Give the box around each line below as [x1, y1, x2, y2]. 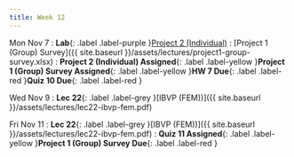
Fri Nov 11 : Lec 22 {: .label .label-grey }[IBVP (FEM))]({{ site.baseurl [9, 119, 256, 130]
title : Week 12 [9, 12, 66, 22]
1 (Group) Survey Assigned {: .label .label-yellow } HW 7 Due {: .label [9, 66, 257, 76]
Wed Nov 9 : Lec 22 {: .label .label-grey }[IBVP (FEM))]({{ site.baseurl [9, 92, 261, 103]
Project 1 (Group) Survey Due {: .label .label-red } [38, 137, 218, 148]
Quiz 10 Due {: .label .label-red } [26, 75, 143, 85]
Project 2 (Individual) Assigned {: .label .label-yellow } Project [60, 56, 286, 67]
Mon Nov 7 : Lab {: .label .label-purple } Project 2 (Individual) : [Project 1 [9, 37, 268, 48]
